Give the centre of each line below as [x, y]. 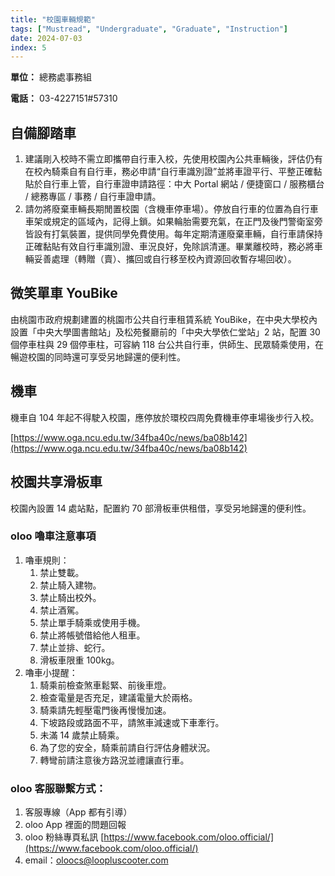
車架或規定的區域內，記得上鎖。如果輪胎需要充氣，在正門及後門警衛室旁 [173, 222]
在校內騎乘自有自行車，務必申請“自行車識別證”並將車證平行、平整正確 [169, 172]
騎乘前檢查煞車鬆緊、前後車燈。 [105, 685]
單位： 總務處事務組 [51, 77]
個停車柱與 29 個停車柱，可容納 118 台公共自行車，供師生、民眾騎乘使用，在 [167, 344]
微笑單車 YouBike [64, 293]
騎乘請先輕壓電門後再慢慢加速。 [105, 710]
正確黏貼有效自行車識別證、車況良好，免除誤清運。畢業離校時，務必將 [169, 247]
